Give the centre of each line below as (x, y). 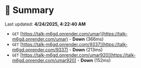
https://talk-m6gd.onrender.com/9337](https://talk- (75, 44)
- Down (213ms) (86, 49)
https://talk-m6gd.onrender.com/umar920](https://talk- (79, 55)
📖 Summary (29, 10)
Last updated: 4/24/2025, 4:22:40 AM (45, 24)
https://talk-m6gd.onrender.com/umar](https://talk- (75, 33)
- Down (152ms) (94, 60)
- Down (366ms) (86, 39)
